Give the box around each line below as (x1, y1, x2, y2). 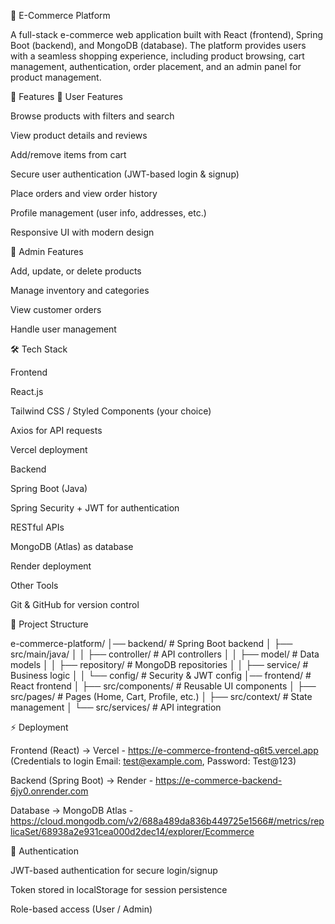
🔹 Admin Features (10, 246, 84, 257)
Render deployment (10, 560, 92, 572)
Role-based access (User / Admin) (10, 903, 153, 915)
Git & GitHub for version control (10, 599, 140, 610)
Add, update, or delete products (10, 265, 142, 277)
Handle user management (10, 323, 117, 335)
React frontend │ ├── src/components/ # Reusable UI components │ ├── (10, 680, 317, 692)
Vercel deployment (10, 444, 88, 455)
